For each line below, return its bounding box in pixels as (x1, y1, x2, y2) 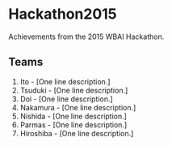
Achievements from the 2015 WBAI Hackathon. (8, 32, 165, 41)
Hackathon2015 (8, 5, 117, 24)
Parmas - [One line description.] (19, 119, 128, 130)
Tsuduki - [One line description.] (19, 85, 128, 95)
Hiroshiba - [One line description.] (19, 128, 134, 138)
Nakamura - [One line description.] (19, 102, 136, 112)
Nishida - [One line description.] (19, 111, 128, 121)
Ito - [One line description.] (19, 76, 111, 86)
